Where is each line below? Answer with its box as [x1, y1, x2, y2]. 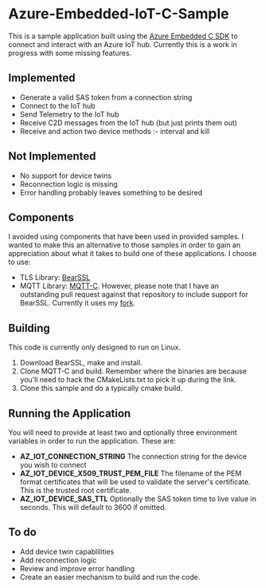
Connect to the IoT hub [19, 101, 95, 110]
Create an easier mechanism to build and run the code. [19, 572, 201, 582]
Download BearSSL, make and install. [19, 358, 143, 368]
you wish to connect [19, 460, 87, 469]
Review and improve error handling [19, 563, 135, 573]
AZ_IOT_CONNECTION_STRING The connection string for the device [19, 452, 247, 461]
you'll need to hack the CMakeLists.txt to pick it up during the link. [19, 375, 237, 385]
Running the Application [8, 406, 131, 420]
